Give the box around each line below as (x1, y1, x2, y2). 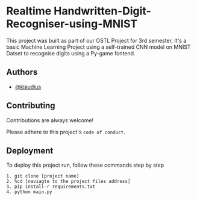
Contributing (6, 100, 55, 111)
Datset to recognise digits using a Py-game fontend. (6, 49, 136, 57)
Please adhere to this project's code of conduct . (6, 128, 125, 135)
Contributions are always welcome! (6, 116, 94, 124)
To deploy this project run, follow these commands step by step (6, 161, 164, 169)
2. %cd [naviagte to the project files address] (6, 179, 131, 185)
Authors (6, 67, 38, 78)
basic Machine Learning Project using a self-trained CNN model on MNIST (6, 43, 191, 51)
